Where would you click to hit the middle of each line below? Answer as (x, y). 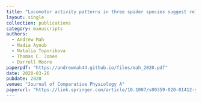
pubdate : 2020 (24, 79)
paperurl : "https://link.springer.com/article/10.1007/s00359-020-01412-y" (103, 90)
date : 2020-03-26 (28, 73)
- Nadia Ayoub (29, 46)
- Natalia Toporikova (39, 51)
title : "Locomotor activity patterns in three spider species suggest (96, 12)
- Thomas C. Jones (35, 56)
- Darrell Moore (32, 62)
